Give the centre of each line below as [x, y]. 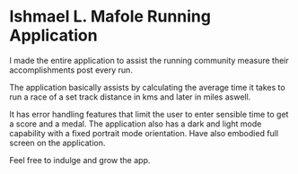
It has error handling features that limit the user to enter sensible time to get [149, 114]
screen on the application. [57, 143]
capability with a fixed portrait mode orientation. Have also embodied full [144, 133]
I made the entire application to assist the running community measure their [149, 60]
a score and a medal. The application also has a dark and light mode [136, 124]
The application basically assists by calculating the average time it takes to [147, 87]
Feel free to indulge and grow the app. [80, 160]
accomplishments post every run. [71, 70]
